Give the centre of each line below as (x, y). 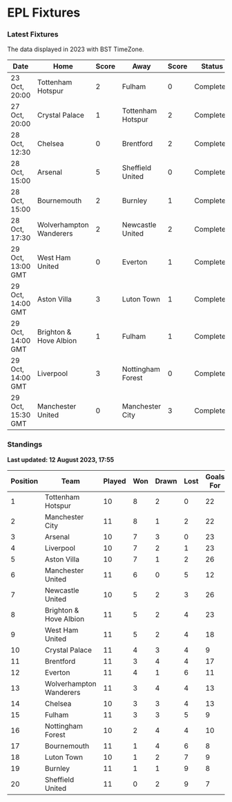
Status (212, 66)
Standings (25, 445)
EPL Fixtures (44, 13)
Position (25, 481)
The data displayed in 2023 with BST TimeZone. (76, 49)
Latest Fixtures (33, 35)
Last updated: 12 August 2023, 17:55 (61, 459)
